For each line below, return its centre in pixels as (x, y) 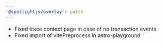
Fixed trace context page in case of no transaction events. (86, 29)
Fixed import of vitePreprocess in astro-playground (78, 35)
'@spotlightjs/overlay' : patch (45, 12)
